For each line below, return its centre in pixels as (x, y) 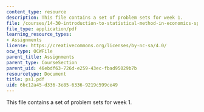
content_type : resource (36, 12)
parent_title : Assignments (40, 57)
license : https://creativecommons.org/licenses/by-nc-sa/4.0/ (87, 46)
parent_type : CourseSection (42, 62)
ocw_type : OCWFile (29, 51)
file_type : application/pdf (42, 29)
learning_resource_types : (39, 35)
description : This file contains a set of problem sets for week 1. (95, 18)
